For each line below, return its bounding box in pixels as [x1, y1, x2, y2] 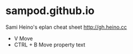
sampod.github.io [5, 4, 95, 18]
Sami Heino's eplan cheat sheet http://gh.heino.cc [5, 23, 127, 31]
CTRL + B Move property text [14, 41, 86, 48]
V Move [14, 35, 33, 42]
